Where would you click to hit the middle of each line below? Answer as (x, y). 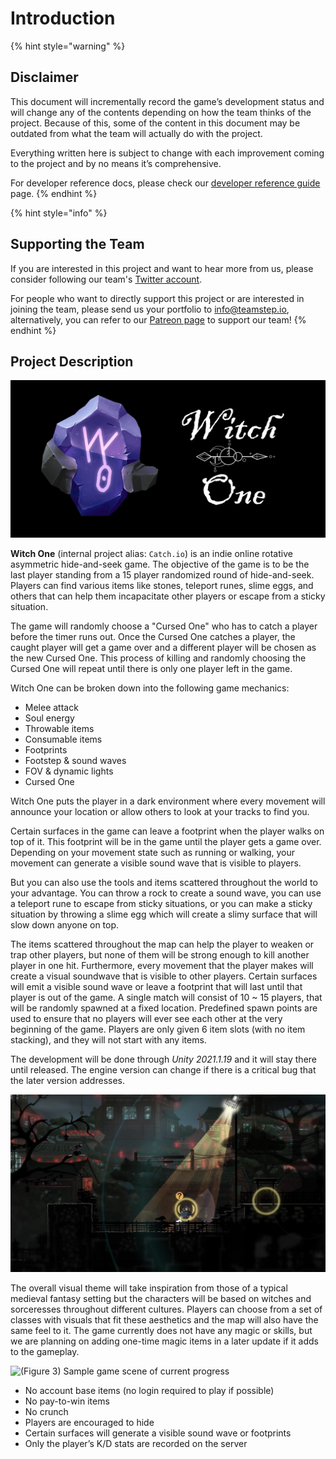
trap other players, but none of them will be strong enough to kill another (160, 955)
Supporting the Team (77, 244)
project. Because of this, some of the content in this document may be (155, 123)
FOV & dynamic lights (69, 771)
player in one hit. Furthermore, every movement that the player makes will (162, 966)
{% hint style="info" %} (59, 213)
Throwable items (59, 729)
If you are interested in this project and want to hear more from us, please (162, 268)
